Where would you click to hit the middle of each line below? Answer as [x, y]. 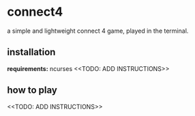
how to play [32, 90]
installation [31, 52]
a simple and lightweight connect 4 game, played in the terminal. [98, 31]
